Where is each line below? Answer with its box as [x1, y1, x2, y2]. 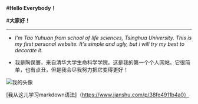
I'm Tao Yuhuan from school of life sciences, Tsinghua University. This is [14, 34, 192, 41]
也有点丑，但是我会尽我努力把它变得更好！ [25, 66, 128, 73]
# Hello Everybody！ [6, 5, 57, 11]
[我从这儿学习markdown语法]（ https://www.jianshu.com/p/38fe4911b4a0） [6, 91, 190, 98]
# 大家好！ [6, 17, 31, 24]
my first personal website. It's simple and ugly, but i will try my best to [14, 41, 184, 48]
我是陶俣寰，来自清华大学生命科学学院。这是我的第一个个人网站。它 [14, 59, 180, 66]
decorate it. [14, 47, 43, 53]
